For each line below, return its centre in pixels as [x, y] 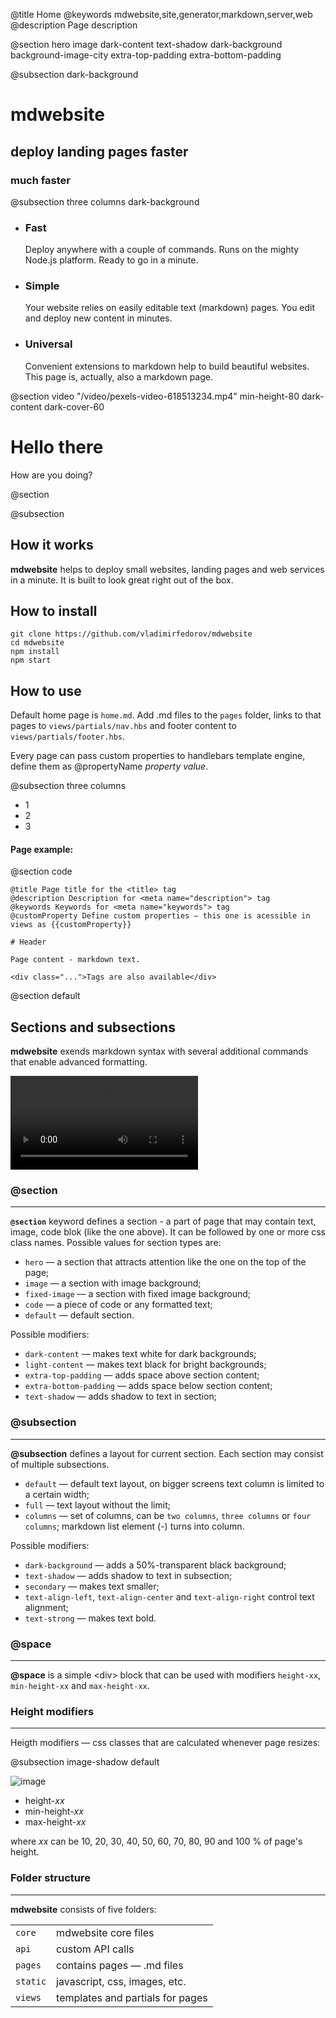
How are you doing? [51, 475]
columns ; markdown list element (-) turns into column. [134, 1526]
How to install [54, 610]
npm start [31, 660]
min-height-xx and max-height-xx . [80, 1686]
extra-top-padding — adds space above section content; [142, 1375]
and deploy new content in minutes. [98, 318]
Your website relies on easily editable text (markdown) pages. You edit [170, 308]
